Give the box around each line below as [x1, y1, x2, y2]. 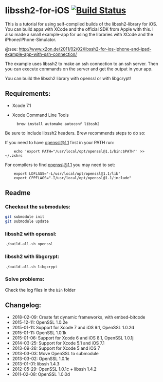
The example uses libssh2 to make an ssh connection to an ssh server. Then [5, 61, 158, 66]
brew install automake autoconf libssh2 [17, 121, 100, 127]
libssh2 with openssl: [5, 231, 57, 237]
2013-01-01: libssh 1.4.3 [12, 361, 60, 366]
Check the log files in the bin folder [5, 287, 76, 293]
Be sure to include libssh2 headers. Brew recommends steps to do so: [5, 130, 145, 136]
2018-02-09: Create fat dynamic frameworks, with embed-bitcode [12, 314, 145, 320]
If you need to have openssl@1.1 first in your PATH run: [5, 139, 114, 145]
